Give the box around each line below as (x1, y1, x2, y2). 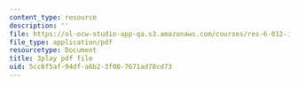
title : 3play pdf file (9, 54, 93, 63)
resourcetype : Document (9, 46, 98, 55)
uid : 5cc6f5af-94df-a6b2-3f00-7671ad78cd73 (9, 63, 173, 72)
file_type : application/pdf (9, 37, 114, 47)
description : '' (9, 21, 69, 30)
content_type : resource (9, 12, 98, 22)
